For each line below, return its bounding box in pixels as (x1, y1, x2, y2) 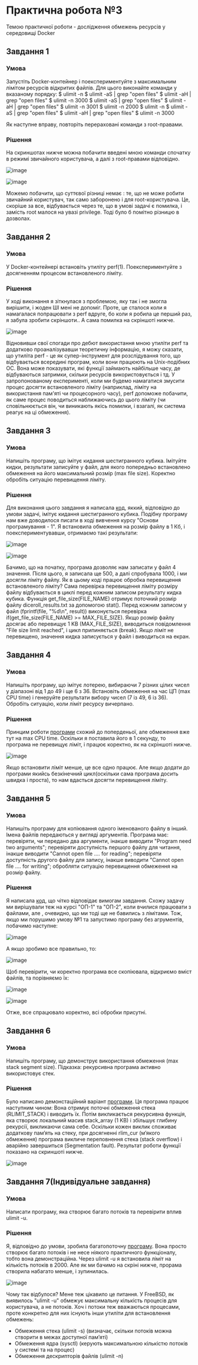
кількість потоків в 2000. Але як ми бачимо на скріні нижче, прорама (6, 1261, 182, 1269)
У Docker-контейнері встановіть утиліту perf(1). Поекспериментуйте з (6, 263, 182, 270)
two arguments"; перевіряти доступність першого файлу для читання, (6, 844, 181, 851)
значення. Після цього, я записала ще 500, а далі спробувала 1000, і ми (6, 569, 187, 577)
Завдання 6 (6, 1026, 51, 1036)
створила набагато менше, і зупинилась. (6, 1267, 109, 1274)
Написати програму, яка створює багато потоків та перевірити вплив (6, 1208, 181, 1215)
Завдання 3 (6, 426, 51, 436)
